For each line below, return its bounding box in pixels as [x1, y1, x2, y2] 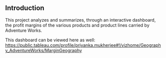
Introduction [5, 4, 45, 12]
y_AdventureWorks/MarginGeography [5, 47, 82, 53]
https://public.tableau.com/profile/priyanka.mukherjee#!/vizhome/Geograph [5, 42, 161, 48]
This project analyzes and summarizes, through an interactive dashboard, [5, 17, 156, 23]
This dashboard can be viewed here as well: [5, 37, 95, 43]
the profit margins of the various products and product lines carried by [5, 22, 150, 28]
